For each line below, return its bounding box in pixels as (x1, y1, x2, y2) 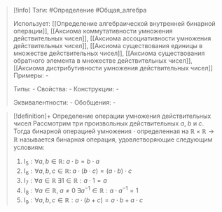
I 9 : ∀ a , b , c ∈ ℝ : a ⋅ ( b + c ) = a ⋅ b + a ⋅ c (23, 195, 144, 206)
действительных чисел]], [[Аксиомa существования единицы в (13, 42, 203, 50)
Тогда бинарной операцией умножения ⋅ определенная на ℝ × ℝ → (13, 127, 215, 135)
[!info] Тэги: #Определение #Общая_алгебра (13, 6, 147, 14)
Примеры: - (13, 71, 49, 79)
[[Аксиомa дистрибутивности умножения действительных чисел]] (13, 64, 213, 72)
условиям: (13, 143, 45, 151)
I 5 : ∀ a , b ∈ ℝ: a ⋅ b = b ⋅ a (23, 157, 99, 167)
